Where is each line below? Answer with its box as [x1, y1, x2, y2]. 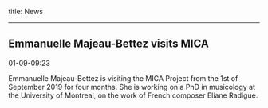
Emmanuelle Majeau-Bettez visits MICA [8, 37, 209, 51]
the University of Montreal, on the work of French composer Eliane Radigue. [8, 91, 258, 100]
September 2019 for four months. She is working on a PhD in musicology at [8, 82, 256, 91]
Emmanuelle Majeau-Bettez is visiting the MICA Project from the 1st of [8, 73, 238, 83]
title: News [8, 7, 44, 16]
